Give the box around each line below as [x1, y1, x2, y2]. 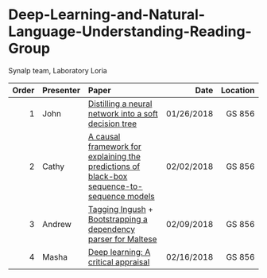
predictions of [87, 161, 141, 172]
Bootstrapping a [87, 213, 149, 225]
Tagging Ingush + [87, 203, 153, 214]
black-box [87, 170, 128, 182]
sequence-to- [87, 181, 143, 192]
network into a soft [87, 108, 159, 119]
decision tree [87, 118, 137, 129]
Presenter [42, 84, 81, 96]
